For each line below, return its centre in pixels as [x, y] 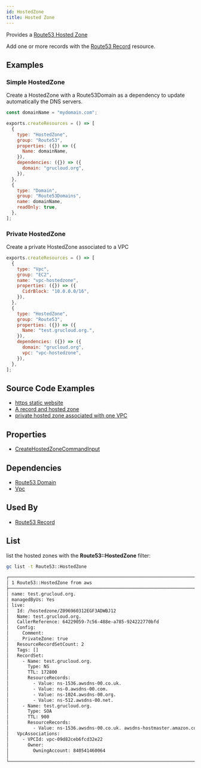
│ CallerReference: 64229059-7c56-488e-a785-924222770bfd [83, 622]
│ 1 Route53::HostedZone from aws [49, 583]
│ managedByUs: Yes [31, 599]
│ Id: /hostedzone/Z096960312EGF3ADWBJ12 [61, 611]
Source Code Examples [51, 388]
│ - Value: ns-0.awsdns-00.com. [57, 689]
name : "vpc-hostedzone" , [48, 280]
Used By [22, 507]
